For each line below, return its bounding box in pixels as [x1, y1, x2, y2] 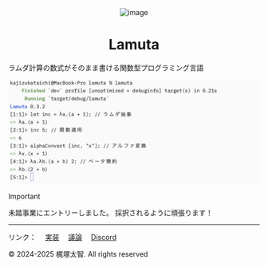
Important [8, 191, 41, 201]
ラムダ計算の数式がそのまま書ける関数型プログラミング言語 [8, 63, 204, 73]
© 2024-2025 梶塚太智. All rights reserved [8, 249, 148, 258]
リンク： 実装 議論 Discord [8, 232, 117, 241]
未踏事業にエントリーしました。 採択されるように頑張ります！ [8, 207, 213, 218]
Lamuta [108, 36, 160, 54]
